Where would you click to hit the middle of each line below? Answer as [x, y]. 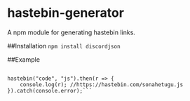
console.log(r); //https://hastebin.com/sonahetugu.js [102, 85]
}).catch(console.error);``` [50, 90]
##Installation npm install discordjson [64, 46]
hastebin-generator [66, 13]
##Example [24, 59]
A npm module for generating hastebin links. [71, 32]
